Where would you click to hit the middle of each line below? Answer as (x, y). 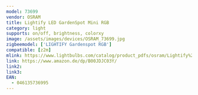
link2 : (14, 66)
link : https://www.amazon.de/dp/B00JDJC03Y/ (62, 61)
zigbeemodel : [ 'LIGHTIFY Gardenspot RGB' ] (59, 45)
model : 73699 (22, 12)
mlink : (14, 55)
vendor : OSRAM (24, 17)
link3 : (14, 72)
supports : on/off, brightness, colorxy (55, 34)
